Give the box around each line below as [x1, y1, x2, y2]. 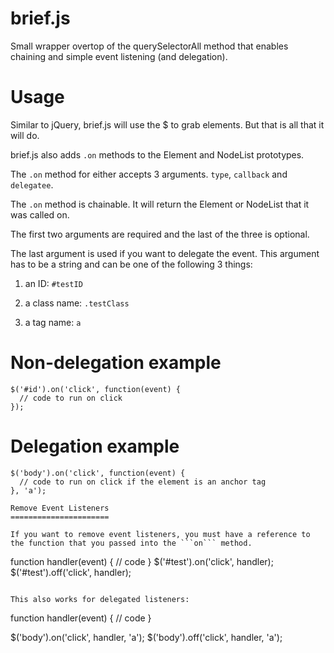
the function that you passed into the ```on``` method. [10, 538, 253, 548]
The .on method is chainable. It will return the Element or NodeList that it [10, 198, 310, 210]
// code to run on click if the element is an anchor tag [19, 477, 267, 487]
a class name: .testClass [24, 297, 130, 309]
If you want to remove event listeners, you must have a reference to [10, 529, 311, 539]
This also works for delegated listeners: [10, 594, 190, 604]
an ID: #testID [24, 277, 83, 289]
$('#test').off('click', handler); [10, 566, 132, 578]
